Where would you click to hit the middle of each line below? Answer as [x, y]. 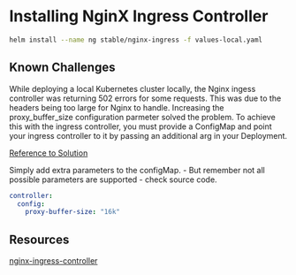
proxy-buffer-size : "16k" [73, 212]
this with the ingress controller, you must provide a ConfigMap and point [140, 126]
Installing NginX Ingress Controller [139, 16]
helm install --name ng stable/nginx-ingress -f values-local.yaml [136, 40]
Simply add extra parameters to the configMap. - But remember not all [137, 170]
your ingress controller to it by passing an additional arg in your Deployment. [148, 135]
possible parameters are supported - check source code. [114, 180]
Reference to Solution [49, 153]
